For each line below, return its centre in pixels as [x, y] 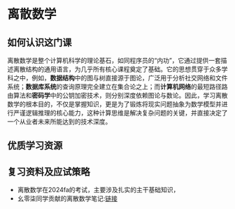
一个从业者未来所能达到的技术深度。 [59, 122]
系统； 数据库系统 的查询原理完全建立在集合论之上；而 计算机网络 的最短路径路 [117, 87]
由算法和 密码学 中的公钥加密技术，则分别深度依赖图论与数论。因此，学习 [111, 95]
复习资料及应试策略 [49, 172]
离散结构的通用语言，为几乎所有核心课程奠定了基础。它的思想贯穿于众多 [117, 69]
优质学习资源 [35, 146]
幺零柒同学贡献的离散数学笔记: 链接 [67, 199]
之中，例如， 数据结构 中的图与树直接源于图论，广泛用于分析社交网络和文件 [120, 78]
